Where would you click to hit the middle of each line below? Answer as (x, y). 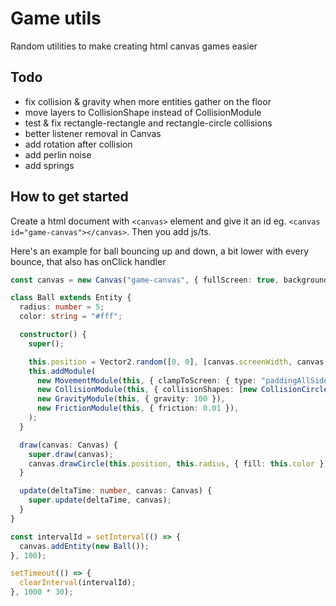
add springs (49, 165)
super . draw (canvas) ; (71, 454)
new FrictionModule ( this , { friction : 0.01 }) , (138, 408)
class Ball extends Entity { (71, 298)
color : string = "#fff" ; (71, 317)
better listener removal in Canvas (93, 133)
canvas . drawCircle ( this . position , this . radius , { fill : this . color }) (178, 463)
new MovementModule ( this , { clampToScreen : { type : (146, 380)
